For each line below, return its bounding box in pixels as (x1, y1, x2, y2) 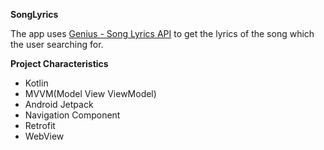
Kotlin (24, 77, 49, 89)
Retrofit (24, 120, 56, 131)
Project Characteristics (10, 58, 109, 69)
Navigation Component (24, 109, 121, 121)
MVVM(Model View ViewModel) (24, 88, 157, 99)
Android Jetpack (24, 99, 94, 110)
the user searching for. (10, 39, 104, 50)
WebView (24, 130, 65, 142)
